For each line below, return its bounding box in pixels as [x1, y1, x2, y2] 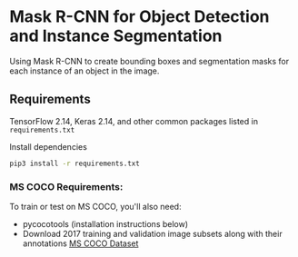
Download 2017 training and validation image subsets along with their [22, 228, 283, 239]
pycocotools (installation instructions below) [22, 218, 189, 229]
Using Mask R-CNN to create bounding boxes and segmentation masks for [9, 55, 290, 66]
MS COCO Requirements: [9, 180, 124, 193]
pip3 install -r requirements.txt [9, 159, 141, 168]
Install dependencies [9, 141, 88, 152]
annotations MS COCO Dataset [22, 238, 139, 249]
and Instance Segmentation [9, 25, 223, 46]
